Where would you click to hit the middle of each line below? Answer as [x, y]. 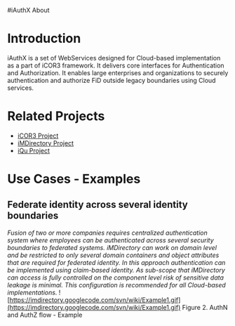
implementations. [32, 292]
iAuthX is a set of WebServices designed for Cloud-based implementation [114, 58]
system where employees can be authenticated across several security [110, 240]
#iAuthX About [29, 10]
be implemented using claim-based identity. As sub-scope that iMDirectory [116, 270]
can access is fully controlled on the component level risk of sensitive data [116, 278]
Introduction [44, 39]
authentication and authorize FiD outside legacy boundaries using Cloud [112, 80]
